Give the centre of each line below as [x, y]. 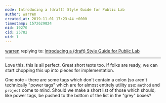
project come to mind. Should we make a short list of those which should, [81, 90]
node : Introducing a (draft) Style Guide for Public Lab [65, 10]
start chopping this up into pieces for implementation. [60, 70]
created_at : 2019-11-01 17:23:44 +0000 [46, 19]
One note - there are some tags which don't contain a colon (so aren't [76, 79]
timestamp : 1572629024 [28, 23]
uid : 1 [12, 37]
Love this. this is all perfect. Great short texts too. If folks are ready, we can [82, 65]
